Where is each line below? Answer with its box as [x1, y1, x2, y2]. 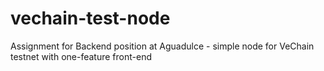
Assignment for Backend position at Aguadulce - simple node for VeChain [10, 40, 315, 52]
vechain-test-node [10, 7, 171, 30]
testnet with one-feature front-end [10, 50, 153, 62]
